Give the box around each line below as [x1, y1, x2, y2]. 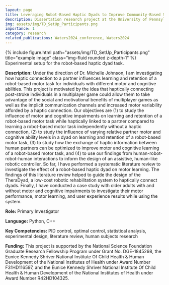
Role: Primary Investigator [5, 208, 59, 214]
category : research [5, 31, 46, 36]
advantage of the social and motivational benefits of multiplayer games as [5, 96, 158, 102]
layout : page [5, 7, 33, 13]
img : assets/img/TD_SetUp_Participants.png [5, 21, 98, 27]
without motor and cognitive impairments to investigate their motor [5, 188, 143, 194]
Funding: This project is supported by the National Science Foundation [5, 243, 152, 249]
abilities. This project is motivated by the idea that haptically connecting [5, 86, 154, 92]
